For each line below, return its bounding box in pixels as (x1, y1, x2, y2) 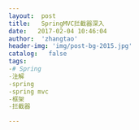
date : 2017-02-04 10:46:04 (8, 27, 107, 35)
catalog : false (8, 50, 67, 58)
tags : (8, 58, 27, 66)
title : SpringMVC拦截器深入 (8, 19, 105, 28)
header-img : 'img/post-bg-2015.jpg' (8, 42, 132, 50)
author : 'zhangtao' (8, 34, 79, 43)
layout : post (8, 11, 57, 20)
